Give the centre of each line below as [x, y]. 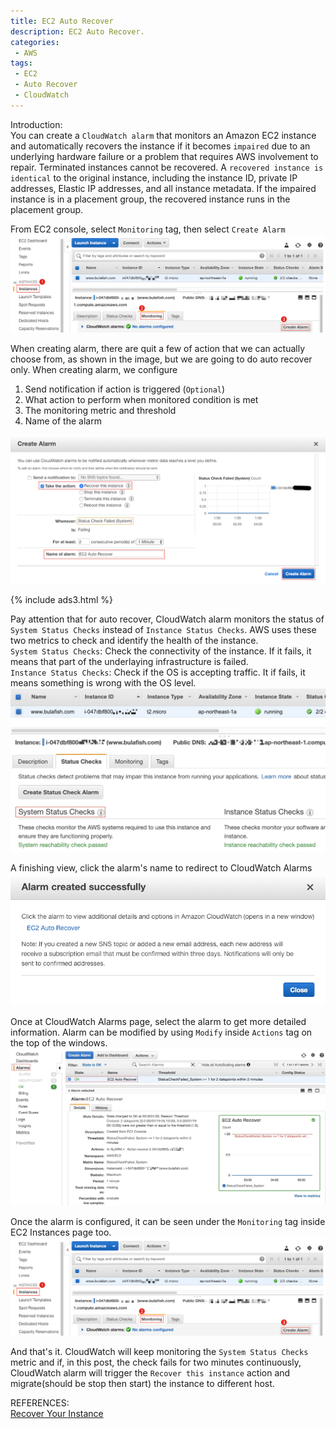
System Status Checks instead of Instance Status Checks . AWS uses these [163, 629]
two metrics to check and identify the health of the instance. [134, 640]
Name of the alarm [63, 421]
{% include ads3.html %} [62, 599]
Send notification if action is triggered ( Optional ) [125, 389]
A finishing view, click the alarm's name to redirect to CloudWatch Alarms [161, 868]
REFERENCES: [40, 1403]
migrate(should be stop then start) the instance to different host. [142, 1384]
